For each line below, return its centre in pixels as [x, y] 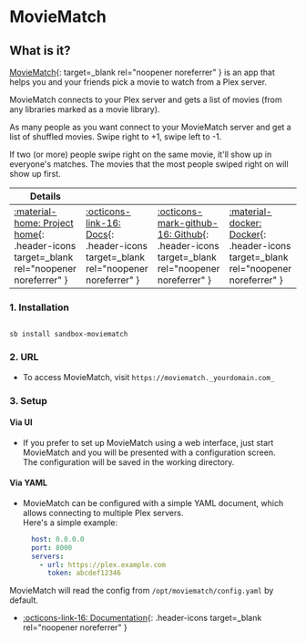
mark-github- [188, 223]
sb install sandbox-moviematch [69, 335]
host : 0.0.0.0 [58, 539]
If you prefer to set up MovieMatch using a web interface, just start [148, 442]
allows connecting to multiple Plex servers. [103, 513]
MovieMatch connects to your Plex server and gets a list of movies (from [146, 99]
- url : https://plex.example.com [103, 564]
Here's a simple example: [70, 523]
